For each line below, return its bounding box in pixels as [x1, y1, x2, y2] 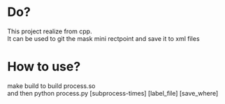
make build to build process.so [7, 81, 96, 90]
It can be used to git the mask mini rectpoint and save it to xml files [7, 34, 201, 42]
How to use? [7, 59, 81, 75]
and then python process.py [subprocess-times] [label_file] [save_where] [7, 89, 219, 97]
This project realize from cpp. [7, 27, 92, 35]
